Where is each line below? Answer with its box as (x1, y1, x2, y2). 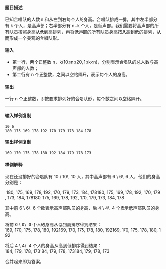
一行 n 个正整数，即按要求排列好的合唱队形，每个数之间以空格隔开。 (5, 95, 145, 101)
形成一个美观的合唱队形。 (9, 35, 62, 41)
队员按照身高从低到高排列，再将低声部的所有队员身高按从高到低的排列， (9, 29, 157, 35)
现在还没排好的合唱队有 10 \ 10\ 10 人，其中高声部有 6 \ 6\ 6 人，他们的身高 (5, 174, 160, 179)
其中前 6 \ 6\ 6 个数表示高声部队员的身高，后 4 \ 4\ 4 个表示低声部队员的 (5, 205, 155, 211)
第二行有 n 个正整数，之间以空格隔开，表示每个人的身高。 (12, 72, 130, 78)
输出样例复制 (5, 139, 31, 145)
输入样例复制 (5, 113, 31, 119)
